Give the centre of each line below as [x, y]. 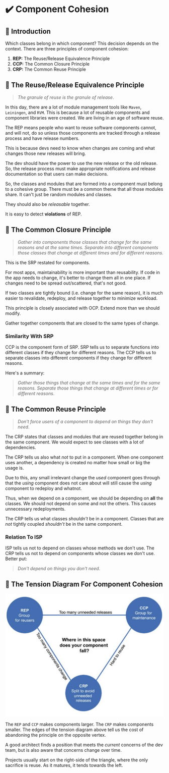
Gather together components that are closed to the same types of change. [82, 323]
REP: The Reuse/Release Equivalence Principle [61, 59]
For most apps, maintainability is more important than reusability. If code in [82, 272]
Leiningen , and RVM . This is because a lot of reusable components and [77, 112]
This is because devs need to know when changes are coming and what [80, 148]
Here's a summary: [25, 373]
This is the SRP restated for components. [48, 262]
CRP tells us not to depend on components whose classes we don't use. [80, 554]
